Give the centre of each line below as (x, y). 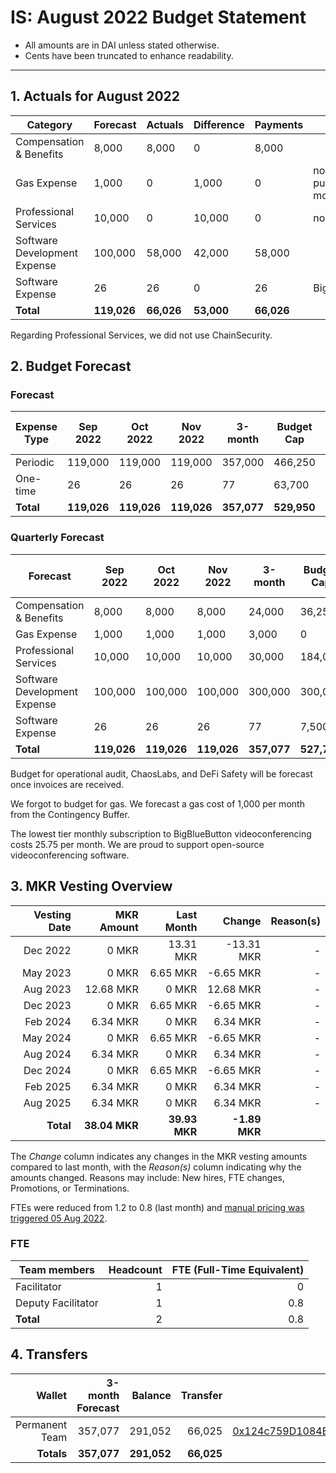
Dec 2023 (47, 1005)
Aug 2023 (47, 989)
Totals (52, 1453)
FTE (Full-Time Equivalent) (238, 1269)
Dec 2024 (47, 1070)
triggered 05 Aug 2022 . (59, 1218)
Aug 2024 (47, 1054)
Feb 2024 (48, 1021)
